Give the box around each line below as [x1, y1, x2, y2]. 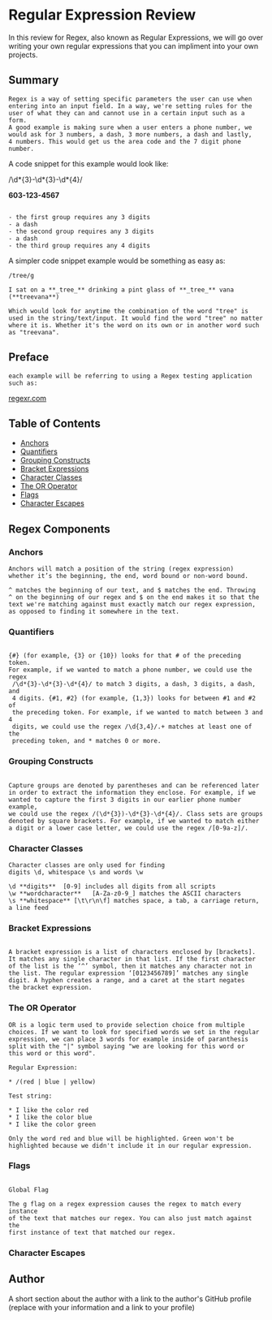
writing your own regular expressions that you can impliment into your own [8, 41, 258, 50]
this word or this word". [8, 1049, 96, 1057]
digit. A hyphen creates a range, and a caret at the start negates [8, 977, 245, 985]
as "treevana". [8, 328, 60, 336]
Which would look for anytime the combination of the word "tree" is [8, 307, 249, 315]
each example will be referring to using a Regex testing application [8, 372, 253, 380]
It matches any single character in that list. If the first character [8, 955, 256, 964]
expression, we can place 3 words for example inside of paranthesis [8, 1035, 249, 1043]
